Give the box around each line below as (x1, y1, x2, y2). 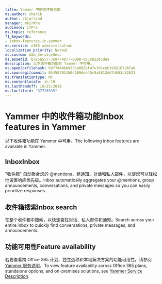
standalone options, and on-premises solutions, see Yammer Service (5, 268, 143, 274)
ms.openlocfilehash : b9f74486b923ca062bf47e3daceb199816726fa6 (5, 66, 136, 71)
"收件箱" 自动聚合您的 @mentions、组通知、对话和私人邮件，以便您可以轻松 (5, 171, 158, 177)
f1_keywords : (5, 34, 32, 39)
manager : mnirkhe (5, 20, 40, 26)
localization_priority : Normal (5, 48, 68, 52)
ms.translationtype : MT (5, 75, 53, 80)
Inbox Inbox (5, 157, 40, 166)
